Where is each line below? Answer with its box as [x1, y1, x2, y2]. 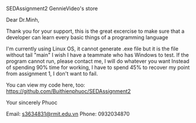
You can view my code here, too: [6, 81, 85, 88]
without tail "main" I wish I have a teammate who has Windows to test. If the [6, 52, 189, 58]
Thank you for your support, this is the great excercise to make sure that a [6, 28, 185, 35]
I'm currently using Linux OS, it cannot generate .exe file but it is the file [6, 45, 178, 52]
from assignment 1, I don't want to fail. [6, 70, 98, 77]
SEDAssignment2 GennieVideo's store [6, 5, 98, 12]
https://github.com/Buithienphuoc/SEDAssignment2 [6, 88, 131, 94]
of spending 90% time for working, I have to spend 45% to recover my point [6, 64, 190, 71]
